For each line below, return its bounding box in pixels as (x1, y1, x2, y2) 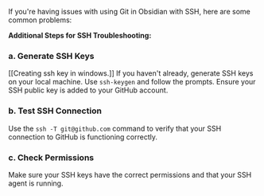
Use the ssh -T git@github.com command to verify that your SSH (8, 123, 222, 133)
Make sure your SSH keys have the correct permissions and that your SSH (8, 170, 252, 179)
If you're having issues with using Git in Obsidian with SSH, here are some (8, 7, 250, 16)
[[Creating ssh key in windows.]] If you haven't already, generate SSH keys (8, 69, 254, 78)
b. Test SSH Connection (8, 105, 102, 116)
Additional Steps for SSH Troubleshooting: (8, 31, 152, 40)
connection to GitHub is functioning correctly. (8, 131, 157, 142)
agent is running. (8, 178, 64, 188)
